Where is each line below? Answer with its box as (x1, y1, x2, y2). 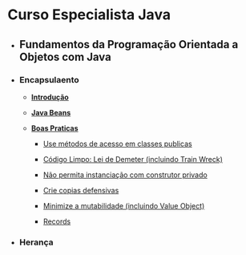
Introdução (30, 92, 69, 102)
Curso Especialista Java (7, 6, 171, 24)
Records (42, 217, 71, 226)
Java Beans (30, 107, 71, 117)
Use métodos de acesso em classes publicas (42, 139, 193, 148)
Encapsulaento (18, 74, 79, 85)
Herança (18, 237, 54, 248)
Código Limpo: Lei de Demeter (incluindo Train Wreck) (42, 154, 224, 164)
